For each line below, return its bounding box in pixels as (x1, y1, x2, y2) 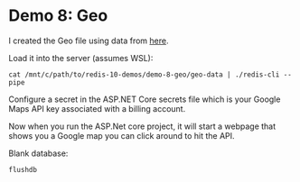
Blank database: (8, 148, 69, 159)
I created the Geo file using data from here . (8, 35, 169, 46)
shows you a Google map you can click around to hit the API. (8, 130, 236, 141)
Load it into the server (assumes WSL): (8, 52, 154, 63)
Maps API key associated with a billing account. (8, 103, 186, 114)
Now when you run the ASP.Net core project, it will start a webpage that (8, 121, 277, 132)
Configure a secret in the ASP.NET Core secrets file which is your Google (8, 94, 281, 105)
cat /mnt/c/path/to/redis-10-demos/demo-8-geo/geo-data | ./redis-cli (8, 69, 280, 79)
